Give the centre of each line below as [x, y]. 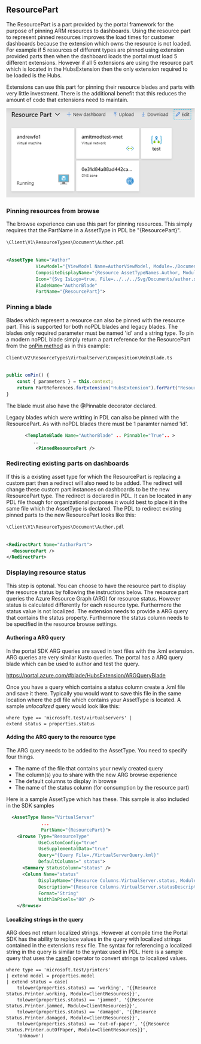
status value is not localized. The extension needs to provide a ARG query [97, 611]
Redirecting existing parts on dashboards [68, 463]
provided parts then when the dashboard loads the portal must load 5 [92, 56]
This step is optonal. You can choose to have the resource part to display [96, 586]
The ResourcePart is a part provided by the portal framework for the [90, 24]
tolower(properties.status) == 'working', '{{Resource [87, 988]
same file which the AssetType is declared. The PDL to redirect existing [94, 508]
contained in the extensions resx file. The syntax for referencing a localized [99, 946]
